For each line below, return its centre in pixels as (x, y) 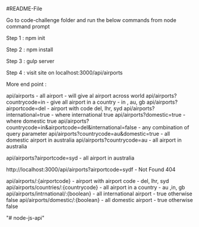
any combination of (165, 127)
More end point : (26, 84)
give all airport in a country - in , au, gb (98, 102)
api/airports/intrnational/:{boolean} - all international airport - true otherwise (99, 194)
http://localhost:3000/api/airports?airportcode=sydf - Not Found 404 (91, 170)
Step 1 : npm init (26, 38)
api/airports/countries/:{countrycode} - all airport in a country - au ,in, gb (96, 187)
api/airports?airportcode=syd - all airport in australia (70, 158)
